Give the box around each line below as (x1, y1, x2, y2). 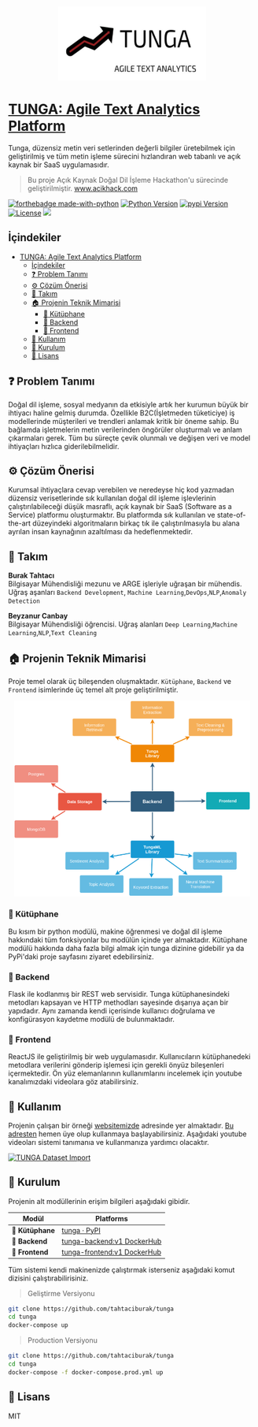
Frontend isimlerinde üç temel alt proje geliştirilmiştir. (8, 685, 179, 694)
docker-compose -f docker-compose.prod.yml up (8, 1368, 164, 1377)
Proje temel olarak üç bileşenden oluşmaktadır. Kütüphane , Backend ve (8, 677, 232, 686)
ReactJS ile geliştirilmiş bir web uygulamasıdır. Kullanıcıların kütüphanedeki (8, 1052, 251, 1061)
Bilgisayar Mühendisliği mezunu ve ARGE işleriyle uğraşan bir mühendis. (8, 579, 242, 589)
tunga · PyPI (61, 1225, 101, 1235)
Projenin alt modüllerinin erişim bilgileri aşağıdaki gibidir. (8, 1196, 190, 1206)
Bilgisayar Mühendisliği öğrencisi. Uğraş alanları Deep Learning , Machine (8, 619, 238, 629)
